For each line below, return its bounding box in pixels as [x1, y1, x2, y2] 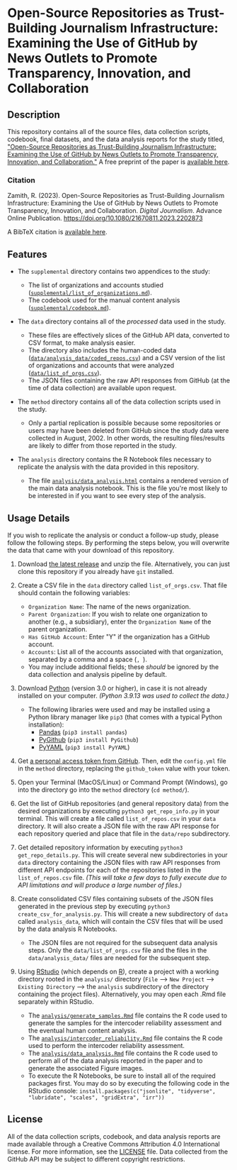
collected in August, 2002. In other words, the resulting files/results [28, 434, 225, 443]
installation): [28, 720, 64, 729]
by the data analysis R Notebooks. [17, 925, 118, 933]
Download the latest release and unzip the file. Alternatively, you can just [17, 559, 230, 568]
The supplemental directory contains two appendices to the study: [17, 267, 211, 276]
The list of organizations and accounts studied [28, 281, 164, 289]
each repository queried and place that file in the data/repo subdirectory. [17, 829, 231, 838]
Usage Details [7, 512, 70, 524]
